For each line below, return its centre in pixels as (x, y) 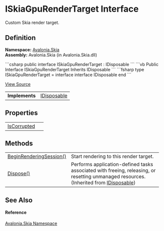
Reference (16, 212)
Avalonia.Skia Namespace (31, 223)
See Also (19, 200)
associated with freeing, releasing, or (113, 170)
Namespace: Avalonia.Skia (32, 49)
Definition (20, 38)
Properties (21, 113)
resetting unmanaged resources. (108, 177)
